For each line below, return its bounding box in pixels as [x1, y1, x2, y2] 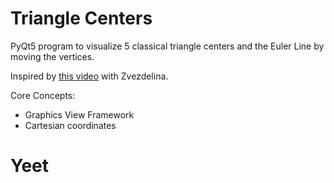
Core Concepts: [10, 89, 76, 101]
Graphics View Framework [24, 108, 135, 121]
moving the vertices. [10, 50, 95, 62]
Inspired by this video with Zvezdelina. [10, 70, 169, 82]
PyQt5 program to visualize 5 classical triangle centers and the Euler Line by [10, 40, 325, 52]
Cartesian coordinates [24, 119, 117, 131]
